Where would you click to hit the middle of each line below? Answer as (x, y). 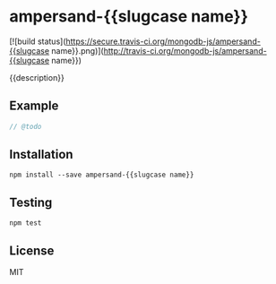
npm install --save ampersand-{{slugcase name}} (102, 175)
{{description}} (37, 77)
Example (34, 106)
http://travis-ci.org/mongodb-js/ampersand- (185, 50)
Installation (41, 155)
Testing (31, 202)
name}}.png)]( (78, 50)
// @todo (26, 126)
